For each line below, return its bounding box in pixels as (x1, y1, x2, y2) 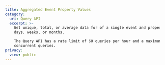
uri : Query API (9, 16, 41, 21)
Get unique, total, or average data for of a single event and (14, 25, 146, 30)
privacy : (5, 47, 23, 53)
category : (5, 12, 26, 17)
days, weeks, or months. (14, 30, 65, 35)
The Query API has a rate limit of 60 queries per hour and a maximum (14, 39, 162, 44)
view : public (9, 52, 36, 57)
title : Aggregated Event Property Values (5, 7, 91, 12)
